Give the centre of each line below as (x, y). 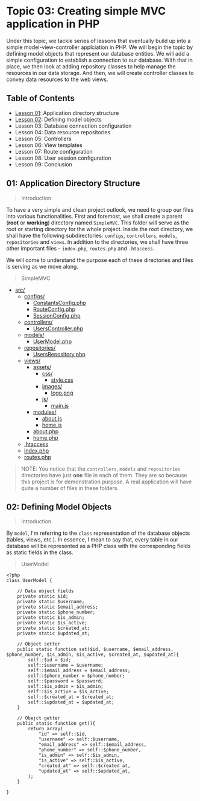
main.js (60, 405)
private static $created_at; (54, 628)
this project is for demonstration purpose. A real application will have (106, 482)
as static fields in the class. (40, 552)
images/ (52, 386)
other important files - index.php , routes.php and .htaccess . (80, 248)
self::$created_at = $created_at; (71, 697)
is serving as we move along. (42, 266)
